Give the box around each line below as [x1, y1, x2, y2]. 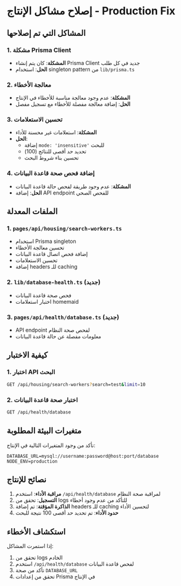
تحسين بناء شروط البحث [24, 154, 79, 162]
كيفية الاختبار [7, 350, 48, 360]
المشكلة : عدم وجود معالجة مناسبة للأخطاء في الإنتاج [15, 94, 130, 101]
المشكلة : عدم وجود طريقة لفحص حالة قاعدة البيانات [15, 183, 132, 190]
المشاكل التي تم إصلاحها [7, 28, 86, 38]
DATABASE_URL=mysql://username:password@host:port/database [7, 453, 160, 459]
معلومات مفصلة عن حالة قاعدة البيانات [15, 333, 102, 340]
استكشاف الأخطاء [7, 526, 66, 536]
